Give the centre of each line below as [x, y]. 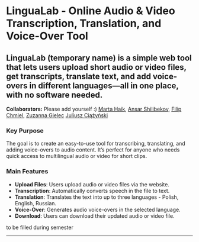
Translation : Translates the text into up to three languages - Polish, [97, 197]
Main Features [27, 172]
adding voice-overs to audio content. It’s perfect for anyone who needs [93, 150]
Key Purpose [25, 130]
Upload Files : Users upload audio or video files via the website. [92, 184]
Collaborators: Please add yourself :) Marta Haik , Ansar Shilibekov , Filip [94, 109]
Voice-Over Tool [47, 36]
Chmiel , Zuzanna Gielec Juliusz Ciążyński [57, 115]
